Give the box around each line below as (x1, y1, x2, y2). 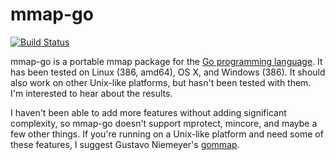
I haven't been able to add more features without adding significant (10, 106, 287, 118)
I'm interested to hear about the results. (10, 87, 173, 99)
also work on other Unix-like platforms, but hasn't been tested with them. (10, 76, 312, 88)
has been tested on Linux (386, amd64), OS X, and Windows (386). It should (10, 66, 326, 78)
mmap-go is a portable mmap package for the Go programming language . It (10, 55, 323, 67)
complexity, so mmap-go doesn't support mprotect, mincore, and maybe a (10, 117, 318, 129)
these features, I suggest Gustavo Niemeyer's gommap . (10, 138, 240, 150)
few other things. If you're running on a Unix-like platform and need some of (10, 128, 324, 140)
